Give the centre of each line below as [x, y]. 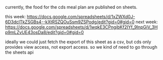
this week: [15, 16]
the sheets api [19, 52]
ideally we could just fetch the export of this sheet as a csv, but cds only [78, 42]
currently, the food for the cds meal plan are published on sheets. [71, 7]
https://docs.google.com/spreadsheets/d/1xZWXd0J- [81, 16]
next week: [147, 22]
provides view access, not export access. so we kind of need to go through [81, 47]
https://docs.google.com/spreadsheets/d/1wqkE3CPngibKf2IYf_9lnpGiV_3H [81, 27]
